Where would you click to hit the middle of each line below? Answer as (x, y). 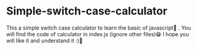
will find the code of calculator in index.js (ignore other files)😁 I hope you (98, 34)
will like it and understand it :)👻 (44, 40)
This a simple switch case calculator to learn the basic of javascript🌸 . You (99, 28)
